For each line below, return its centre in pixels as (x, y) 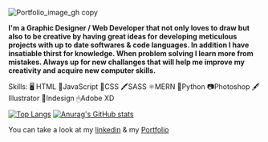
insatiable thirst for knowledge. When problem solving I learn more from (131, 53)
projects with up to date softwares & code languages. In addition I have (129, 45)
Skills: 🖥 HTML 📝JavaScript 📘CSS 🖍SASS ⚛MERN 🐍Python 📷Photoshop (129, 87)
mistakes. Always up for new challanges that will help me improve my (126, 62)
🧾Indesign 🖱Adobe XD (78, 98)
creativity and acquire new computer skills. (82, 71)
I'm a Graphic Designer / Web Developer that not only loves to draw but (129, 28)
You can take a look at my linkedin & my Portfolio (89, 130)
